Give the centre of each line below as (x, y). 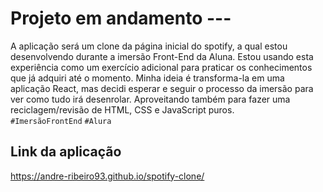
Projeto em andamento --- (121, 18)
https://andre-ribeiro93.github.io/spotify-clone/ (107, 176)
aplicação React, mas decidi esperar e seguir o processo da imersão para (162, 88)
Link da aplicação (66, 152)
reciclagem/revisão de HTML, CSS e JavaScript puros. (122, 109)
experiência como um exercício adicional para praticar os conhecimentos (161, 67)
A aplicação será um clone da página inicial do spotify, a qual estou (149, 46)
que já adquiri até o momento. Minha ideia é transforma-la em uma (147, 78)
